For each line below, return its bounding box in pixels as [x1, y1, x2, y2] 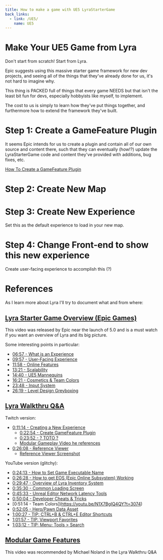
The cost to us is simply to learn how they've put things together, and [5, 103, 145, 109]
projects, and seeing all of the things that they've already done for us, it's [5, 73, 153, 79]
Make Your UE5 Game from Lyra [5, 42, 137, 53]
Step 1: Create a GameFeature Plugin [5, 125, 157, 136]
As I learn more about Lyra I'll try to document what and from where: [5, 300, 143, 306]
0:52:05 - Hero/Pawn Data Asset [12, 506, 79, 512]
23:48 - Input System [12, 382, 55, 388]
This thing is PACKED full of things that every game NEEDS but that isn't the [5, 88, 158, 94]
